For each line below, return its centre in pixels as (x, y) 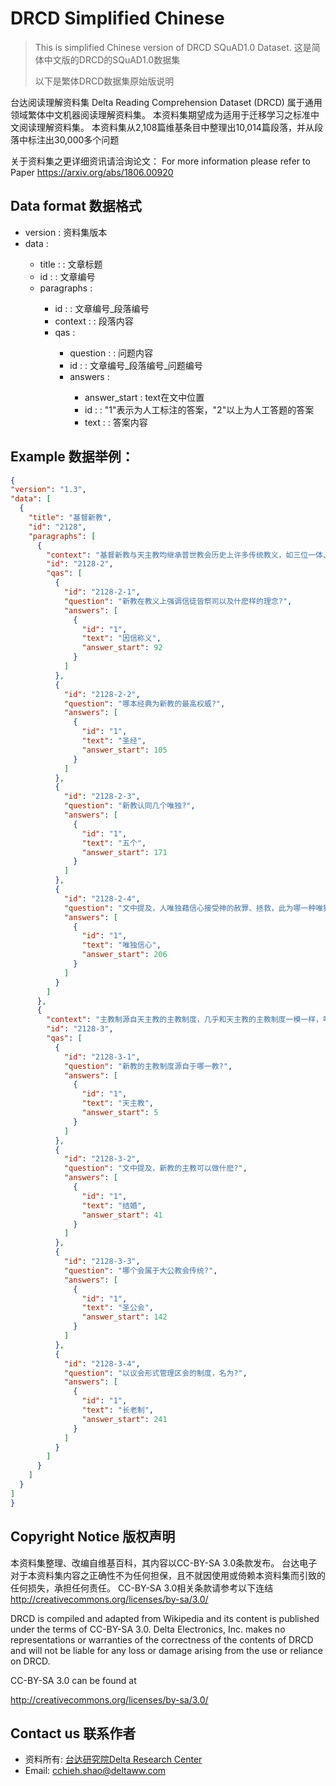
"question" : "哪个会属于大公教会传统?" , (140, 1270)
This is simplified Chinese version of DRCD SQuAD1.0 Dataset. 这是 (173, 47)
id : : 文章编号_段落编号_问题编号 (136, 365)
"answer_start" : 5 (120, 1113)
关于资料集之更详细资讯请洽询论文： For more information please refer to (160, 161)
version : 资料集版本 (66, 232)
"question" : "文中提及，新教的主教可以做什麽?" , (155, 1168)
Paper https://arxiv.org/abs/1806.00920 (92, 172)
